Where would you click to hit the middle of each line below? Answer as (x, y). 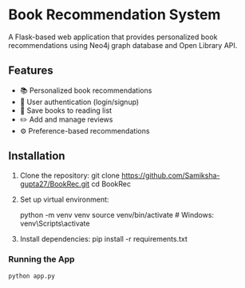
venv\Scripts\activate (55, 223)
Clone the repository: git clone (69, 175)
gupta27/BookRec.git (55, 184)
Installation (37, 156)
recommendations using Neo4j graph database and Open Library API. (123, 45)
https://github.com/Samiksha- (170, 175)
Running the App (41, 259)
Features (31, 71)
